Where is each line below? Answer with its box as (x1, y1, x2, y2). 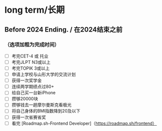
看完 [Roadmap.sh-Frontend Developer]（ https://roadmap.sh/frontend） (11, 120, 157, 126)
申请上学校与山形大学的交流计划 (11, 72, 76, 77)
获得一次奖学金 (11, 77, 42, 83)
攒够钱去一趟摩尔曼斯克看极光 (11, 102, 72, 108)
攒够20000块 (11, 96, 38, 102)
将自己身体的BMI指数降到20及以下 (11, 108, 81, 114)
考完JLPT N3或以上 (11, 59, 51, 65)
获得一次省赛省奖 (11, 114, 46, 120)
